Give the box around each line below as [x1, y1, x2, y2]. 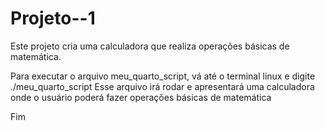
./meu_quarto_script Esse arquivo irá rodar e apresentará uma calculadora [10, 80, 315, 92]
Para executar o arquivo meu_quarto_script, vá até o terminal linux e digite [10, 70, 316, 82]
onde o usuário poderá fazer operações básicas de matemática [10, 91, 272, 103]
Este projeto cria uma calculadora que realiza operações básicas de [10, 40, 290, 52]
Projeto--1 [10, 7, 96, 30]
